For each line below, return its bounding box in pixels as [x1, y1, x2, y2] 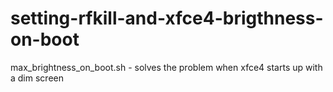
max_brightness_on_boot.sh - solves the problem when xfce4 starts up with [10, 61, 323, 73]
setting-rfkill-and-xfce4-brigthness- [10, 7, 324, 30]
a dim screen [10, 72, 64, 84]
